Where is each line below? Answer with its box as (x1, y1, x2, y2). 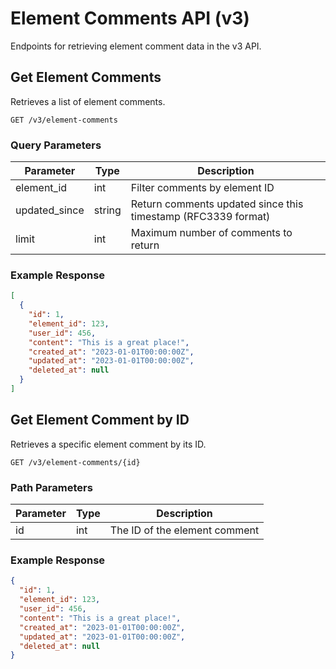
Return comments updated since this (130, 197, 304, 211)
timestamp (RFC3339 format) (130, 210, 271, 224)
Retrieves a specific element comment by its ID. (10, 438, 207, 450)
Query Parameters (10, 138, 102, 152)
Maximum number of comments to (130, 226, 293, 240)
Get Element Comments (10, 69, 162, 86)
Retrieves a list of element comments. (10, 95, 166, 107)
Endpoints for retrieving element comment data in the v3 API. (10, 40, 262, 52)
